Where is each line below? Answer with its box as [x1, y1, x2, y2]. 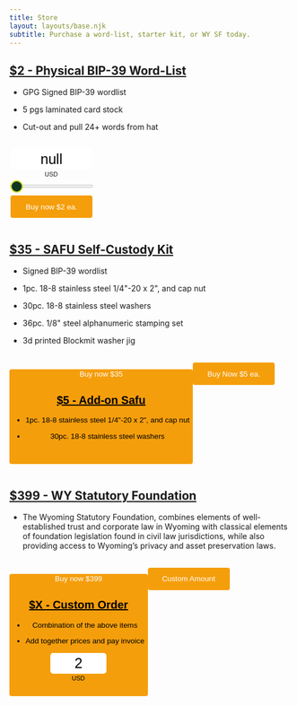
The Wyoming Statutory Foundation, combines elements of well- [22, 511, 262, 522]
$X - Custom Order [28, 598, 128, 612]
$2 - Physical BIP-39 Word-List [9, 63, 187, 78]
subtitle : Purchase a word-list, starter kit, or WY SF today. [9, 30, 251, 39]
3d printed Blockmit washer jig [22, 336, 136, 346]
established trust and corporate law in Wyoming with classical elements [22, 521, 288, 532]
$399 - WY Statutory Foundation [9, 488, 197, 503]
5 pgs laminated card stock [22, 104, 124, 115]
